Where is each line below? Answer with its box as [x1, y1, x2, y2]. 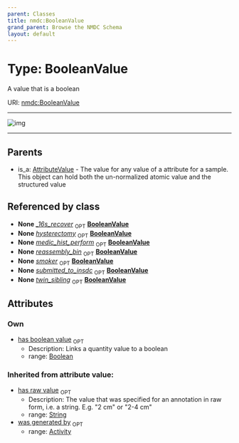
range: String [28, 410, 67, 419]
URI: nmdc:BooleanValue [7, 98, 80, 107]
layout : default [7, 30, 55, 38]
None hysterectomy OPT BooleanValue [17, 229, 132, 239]
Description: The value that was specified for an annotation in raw [28, 395, 222, 403]
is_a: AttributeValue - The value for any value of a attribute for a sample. [17, 165, 229, 173]
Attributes [7, 297, 53, 310]
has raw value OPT [17, 386, 72, 396]
